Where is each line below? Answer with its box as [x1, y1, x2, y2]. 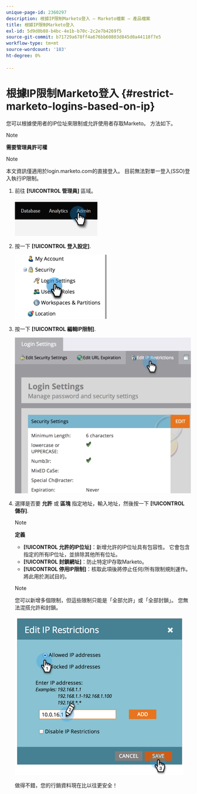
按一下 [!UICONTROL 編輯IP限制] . [14, 325, 96, 332]
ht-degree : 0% [6, 53, 41, 59]
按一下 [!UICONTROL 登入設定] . [14, 242, 91, 249]
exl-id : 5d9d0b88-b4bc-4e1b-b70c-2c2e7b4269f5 [6, 28, 122, 34]
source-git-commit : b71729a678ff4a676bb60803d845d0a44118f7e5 [6, 34, 161, 40]
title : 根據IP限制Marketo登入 [6, 22, 74, 28]
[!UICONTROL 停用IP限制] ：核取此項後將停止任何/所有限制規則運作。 [23, 566, 191, 573]
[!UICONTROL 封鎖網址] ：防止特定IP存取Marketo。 [23, 558, 148, 565]
